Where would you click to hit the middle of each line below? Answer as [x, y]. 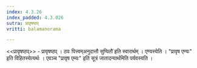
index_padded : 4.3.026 [35, 18]
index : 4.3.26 [24, 12]
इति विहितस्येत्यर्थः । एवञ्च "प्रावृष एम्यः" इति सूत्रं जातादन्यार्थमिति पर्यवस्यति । [80, 58]
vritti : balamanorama [34, 29]
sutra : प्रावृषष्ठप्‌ [23, 23]
